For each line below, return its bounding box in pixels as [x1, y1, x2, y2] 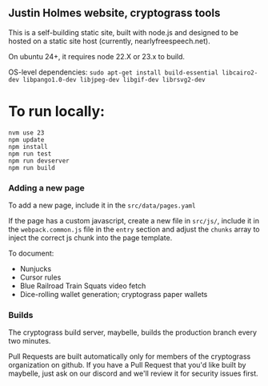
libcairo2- [222, 68, 258, 77]
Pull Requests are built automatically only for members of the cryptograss [8, 352, 251, 361]
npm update [8, 135, 45, 143]
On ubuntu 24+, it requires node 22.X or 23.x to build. [8, 51, 186, 61]
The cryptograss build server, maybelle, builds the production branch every [8, 328, 258, 337]
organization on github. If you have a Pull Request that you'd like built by [8, 360, 246, 370]
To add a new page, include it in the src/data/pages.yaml [8, 200, 196, 211]
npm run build [8, 163, 56, 171]
